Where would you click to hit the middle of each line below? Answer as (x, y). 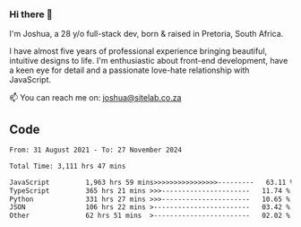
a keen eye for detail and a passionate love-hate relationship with (129, 70)
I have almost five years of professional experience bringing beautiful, (138, 51)
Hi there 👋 (31, 14)
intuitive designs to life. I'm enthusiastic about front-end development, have (149, 61)
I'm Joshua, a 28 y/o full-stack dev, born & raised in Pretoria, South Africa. (146, 34)
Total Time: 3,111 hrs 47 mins (68, 166)
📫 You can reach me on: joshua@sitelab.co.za (95, 98)
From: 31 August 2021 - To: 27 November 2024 (95, 150)
